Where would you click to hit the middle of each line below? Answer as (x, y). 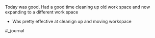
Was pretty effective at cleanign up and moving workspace (72, 21)
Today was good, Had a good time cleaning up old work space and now (78, 7)
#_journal (15, 31)
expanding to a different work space (42, 12)
